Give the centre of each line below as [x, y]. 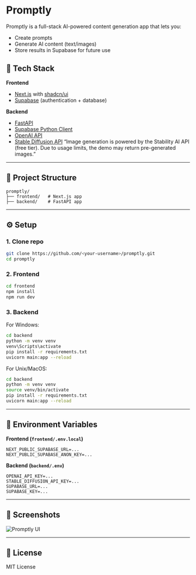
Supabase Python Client [43, 129]
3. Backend [22, 312]
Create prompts [33, 37]
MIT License [21, 567]
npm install [20, 292]
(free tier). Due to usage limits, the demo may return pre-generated [95, 147]
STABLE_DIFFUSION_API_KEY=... [43, 481]
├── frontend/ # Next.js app [44, 197]
